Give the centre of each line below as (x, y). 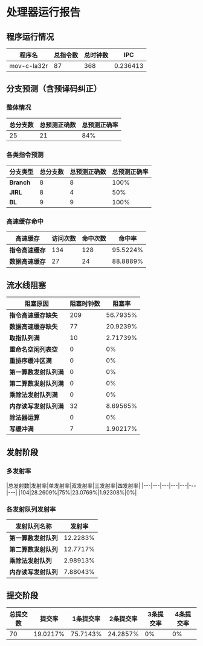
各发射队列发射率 (31, 509)
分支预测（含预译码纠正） (54, 89)
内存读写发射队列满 (37, 407)
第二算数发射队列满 (37, 384)
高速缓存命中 (25, 221)
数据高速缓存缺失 (34, 327)
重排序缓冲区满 (31, 361)
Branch (20, 182)
